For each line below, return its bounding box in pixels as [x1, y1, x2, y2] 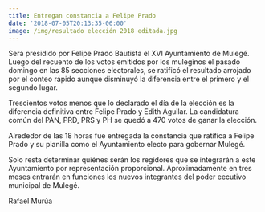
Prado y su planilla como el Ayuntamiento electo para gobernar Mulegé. [8, 140, 246, 149]
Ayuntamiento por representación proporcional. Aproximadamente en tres [8, 164, 252, 173]
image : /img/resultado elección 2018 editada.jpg [8, 26, 178, 35]
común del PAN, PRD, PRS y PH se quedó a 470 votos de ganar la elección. [8, 116, 257, 125]
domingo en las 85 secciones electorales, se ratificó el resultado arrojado [8, 66, 251, 75]
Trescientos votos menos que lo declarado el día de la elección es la [8, 98, 234, 108]
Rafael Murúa [8, 196, 53, 206]
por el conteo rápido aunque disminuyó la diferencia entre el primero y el [8, 74, 250, 84]
